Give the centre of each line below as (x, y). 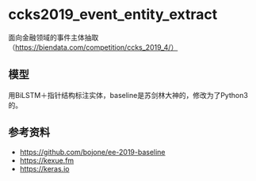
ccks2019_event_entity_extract (113, 15)
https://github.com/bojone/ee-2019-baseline (92, 152)
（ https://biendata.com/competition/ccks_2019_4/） (93, 47)
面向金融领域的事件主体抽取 (53, 37)
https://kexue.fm (47, 160)
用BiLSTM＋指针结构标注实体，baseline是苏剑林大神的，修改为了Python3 (128, 95)
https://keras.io (44, 168)
